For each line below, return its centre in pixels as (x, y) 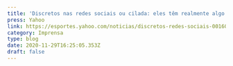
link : (15, 26)
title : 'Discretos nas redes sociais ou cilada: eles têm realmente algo (116, 13)
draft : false (26, 52)
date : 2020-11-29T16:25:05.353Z (54, 45)
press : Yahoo (26, 20)
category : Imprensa (35, 33)
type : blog (23, 39)
